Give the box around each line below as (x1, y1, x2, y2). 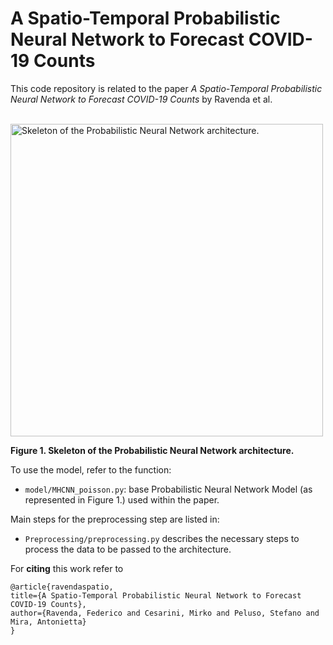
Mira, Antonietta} (10, 617, 87, 627)
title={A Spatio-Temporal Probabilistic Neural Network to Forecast (10, 590, 302, 601)
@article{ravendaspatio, (10, 582, 114, 592)
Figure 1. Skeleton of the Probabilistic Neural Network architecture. (10, 444, 295, 456)
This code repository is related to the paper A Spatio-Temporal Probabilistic (10, 82, 323, 94)
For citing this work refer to (10, 562, 124, 574)
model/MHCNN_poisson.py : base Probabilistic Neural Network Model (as (24, 483, 313, 495)
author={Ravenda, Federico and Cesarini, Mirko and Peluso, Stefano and (10, 608, 320, 618)
